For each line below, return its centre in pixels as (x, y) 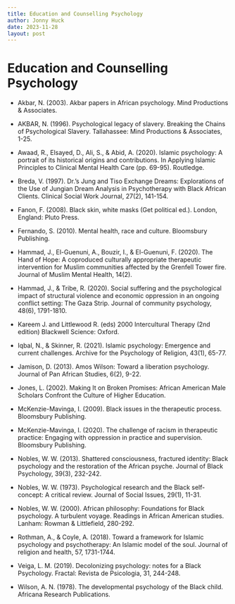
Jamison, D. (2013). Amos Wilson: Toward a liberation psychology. (113, 366)
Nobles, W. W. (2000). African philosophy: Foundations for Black (111, 509)
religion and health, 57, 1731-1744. (66, 552)
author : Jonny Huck (36, 20)
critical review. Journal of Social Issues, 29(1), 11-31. (126, 495)
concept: (30, 495)
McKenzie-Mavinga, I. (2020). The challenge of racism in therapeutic (118, 430)
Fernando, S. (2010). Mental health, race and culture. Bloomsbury (112, 231)
